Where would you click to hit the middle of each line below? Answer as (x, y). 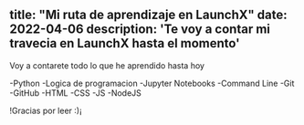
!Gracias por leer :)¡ (46, 110)
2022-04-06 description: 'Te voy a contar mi (140, 30)
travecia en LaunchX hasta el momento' (125, 43)
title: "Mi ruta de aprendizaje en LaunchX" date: (148, 15)
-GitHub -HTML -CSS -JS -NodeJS (75, 93)
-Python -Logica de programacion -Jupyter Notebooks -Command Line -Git (152, 83)
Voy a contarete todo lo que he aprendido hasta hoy (107, 65)
